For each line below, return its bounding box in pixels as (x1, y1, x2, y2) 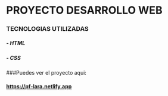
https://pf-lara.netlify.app (6, 83, 72, 90)
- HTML (6, 39, 26, 46)
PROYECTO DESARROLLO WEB (6, 4, 163, 17)
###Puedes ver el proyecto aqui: (6, 69, 86, 76)
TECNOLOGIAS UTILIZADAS (6, 25, 89, 33)
